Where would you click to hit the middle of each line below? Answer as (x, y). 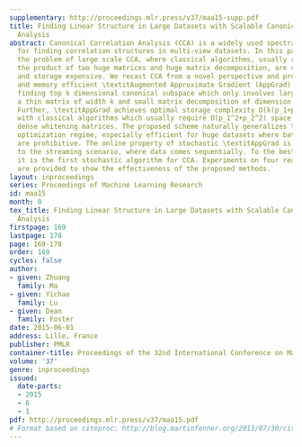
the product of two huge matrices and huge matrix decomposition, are (152, 68)
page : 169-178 (36, 244)
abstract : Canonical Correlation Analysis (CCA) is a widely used (136, 43)
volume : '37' (34, 361)
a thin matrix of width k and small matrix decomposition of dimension (155, 101)
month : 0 (26, 202)
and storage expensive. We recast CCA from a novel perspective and (148, 77)
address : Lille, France (54, 336)
